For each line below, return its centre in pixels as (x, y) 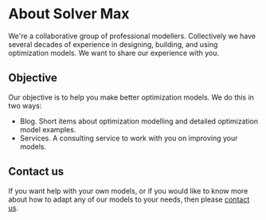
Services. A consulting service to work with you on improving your (129, 138)
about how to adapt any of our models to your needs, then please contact (129, 199)
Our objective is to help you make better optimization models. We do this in (131, 97)
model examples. (48, 129)
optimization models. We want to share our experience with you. (114, 53)
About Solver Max (69, 14)
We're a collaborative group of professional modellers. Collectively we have (132, 36)
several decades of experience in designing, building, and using (113, 44)
